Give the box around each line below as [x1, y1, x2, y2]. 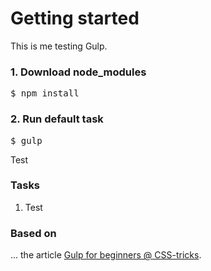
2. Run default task [10, 112, 104, 126]
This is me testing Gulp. [10, 40, 108, 52]
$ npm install [10, 88, 80, 99]
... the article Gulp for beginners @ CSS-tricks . [10, 249, 202, 261]
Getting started [10, 7, 140, 30]
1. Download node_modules [10, 65, 147, 79]
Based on [10, 226, 57, 240]
